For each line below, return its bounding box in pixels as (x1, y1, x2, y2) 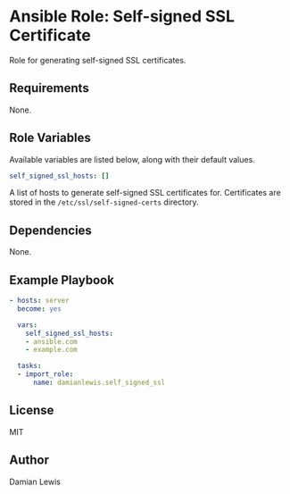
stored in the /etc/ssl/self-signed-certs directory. (9, 197, 199, 207)
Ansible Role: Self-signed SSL (9, 6, 235, 27)
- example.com (25, 346, 78, 355)
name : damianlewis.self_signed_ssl (32, 378, 166, 388)
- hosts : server (9, 297, 70, 306)
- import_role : (17, 370, 74, 379)
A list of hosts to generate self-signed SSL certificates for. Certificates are (9, 188, 281, 198)
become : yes (17, 304, 62, 314)
